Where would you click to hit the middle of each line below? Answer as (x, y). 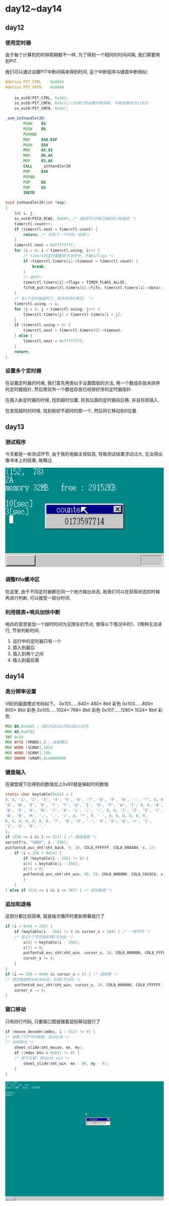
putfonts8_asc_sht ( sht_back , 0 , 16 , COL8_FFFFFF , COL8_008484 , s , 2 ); (81, 847)
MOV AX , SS (38, 150)
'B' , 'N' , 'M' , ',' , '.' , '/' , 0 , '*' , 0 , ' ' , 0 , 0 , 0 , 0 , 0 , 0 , (76, 816)
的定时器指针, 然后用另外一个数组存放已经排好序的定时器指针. (69, 389)
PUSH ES (35, 124)
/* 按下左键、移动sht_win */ (42, 1059)
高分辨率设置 (21, 691)
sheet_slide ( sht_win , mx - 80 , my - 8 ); (66, 1064)
